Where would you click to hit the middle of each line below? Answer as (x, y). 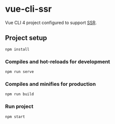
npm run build (20, 94)
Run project (19, 106)
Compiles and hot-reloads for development (58, 61)
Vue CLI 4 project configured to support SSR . (51, 23)
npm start (15, 117)
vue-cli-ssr (29, 9)
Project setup (26, 38)
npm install (17, 49)
